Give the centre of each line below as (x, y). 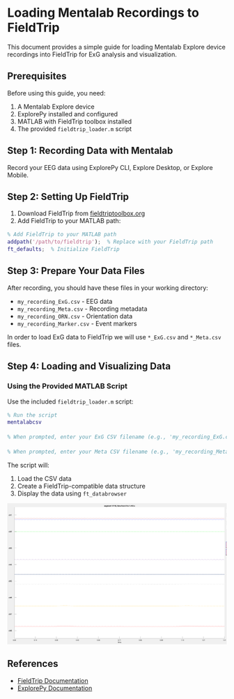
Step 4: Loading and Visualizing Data (89, 366)
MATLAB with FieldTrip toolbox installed (75, 121)
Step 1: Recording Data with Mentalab (90, 151)
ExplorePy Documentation (55, 688)
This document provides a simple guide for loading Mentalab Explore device (117, 47)
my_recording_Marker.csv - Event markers (77, 323)
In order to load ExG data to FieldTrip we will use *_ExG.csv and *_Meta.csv (114, 337)
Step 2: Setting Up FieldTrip (68, 197)
